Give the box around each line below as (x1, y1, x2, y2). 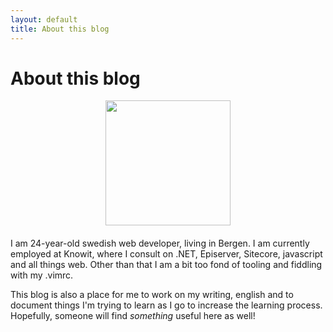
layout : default (10, 14, 78, 25)
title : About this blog (10, 24, 110, 34)
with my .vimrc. (10, 269, 74, 281)
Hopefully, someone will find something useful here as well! (10, 310, 256, 322)
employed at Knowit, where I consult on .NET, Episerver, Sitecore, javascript (10, 248, 323, 260)
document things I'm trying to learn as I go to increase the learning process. (10, 299, 323, 311)
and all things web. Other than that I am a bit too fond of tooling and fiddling (10, 259, 323, 271)
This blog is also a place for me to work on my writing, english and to (10, 289, 294, 301)
